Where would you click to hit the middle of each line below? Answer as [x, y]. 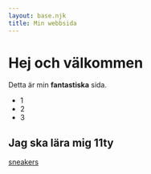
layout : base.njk [37, 16]
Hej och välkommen [75, 63]
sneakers [24, 162]
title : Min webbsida [43, 23]
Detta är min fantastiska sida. [57, 85]
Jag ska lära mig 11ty [61, 142]
